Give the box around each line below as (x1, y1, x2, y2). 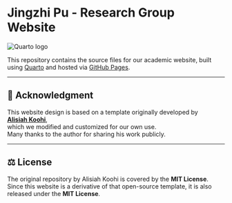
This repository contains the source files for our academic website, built (7, 55, 212, 64)
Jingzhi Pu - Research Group (7, 5, 175, 21)
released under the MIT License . (7, 189, 101, 197)
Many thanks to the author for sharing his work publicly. (7, 130, 166, 138)
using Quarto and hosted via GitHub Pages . (7, 63, 130, 71)
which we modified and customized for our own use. (7, 122, 157, 130)
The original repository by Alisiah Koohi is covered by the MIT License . (7, 175, 209, 183)
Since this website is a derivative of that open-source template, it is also (7, 182, 212, 191)
